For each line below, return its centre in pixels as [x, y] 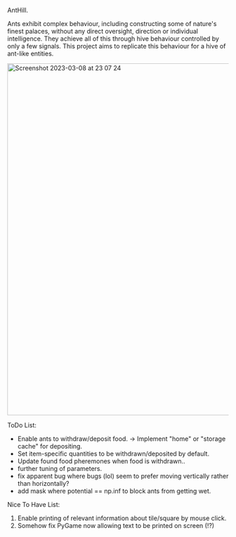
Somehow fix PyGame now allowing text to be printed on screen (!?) [116, 525]
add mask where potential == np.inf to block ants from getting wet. [114, 491]
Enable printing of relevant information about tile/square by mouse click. [122, 518]
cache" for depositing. [50, 446]
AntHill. [18, 10]
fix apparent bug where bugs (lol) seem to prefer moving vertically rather [123, 476]
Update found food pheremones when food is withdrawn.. [101, 461]
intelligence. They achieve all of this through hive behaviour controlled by [113, 39]
